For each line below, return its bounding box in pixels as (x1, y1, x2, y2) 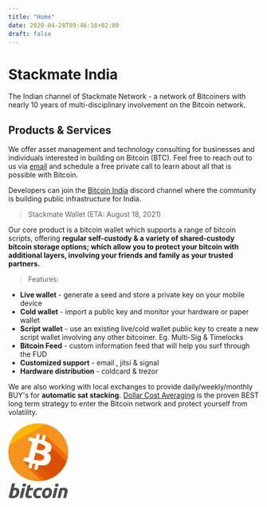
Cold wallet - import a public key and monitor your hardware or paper (19, 307, 249, 317)
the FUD (19, 349, 48, 359)
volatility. (8, 408, 38, 417)
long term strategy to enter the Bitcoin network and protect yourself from (8, 399, 249, 409)
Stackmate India (8, 65, 118, 83)
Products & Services (8, 123, 112, 137)
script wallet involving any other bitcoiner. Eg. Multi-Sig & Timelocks (19, 333, 244, 342)
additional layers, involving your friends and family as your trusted (8, 250, 234, 260)
